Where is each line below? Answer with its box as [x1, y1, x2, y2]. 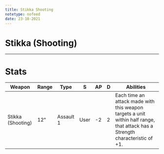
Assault [57, 113, 75, 120]
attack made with [115, 98, 155, 105]
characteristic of [115, 135, 153, 142]
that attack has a [115, 123, 154, 129]
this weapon [115, 104, 143, 111]
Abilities [126, 84, 146, 91]
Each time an [115, 92, 145, 99]
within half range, [115, 116, 155, 123]
